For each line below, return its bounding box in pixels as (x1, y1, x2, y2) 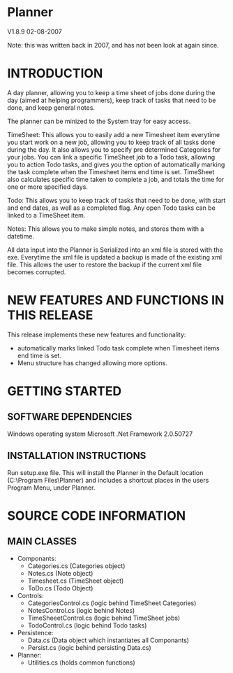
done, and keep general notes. (7, 103, 96, 112)
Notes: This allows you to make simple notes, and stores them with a (7, 225, 204, 233)
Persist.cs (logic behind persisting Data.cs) (27, 643, 151, 651)
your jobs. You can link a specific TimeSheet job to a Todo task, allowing (7, 153, 216, 161)
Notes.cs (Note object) (27, 569, 93, 577)
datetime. (7, 232, 35, 240)
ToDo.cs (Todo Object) (27, 583, 93, 592)
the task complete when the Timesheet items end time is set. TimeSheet (7, 167, 215, 176)
